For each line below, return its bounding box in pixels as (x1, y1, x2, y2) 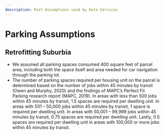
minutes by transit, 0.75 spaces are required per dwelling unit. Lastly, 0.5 (12, 114, 160, 120)
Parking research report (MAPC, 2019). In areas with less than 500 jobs (12, 92, 157, 99)
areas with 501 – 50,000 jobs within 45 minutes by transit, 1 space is (12, 103, 150, 109)
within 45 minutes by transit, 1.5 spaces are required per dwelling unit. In (12, 98, 160, 104)
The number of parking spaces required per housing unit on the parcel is (12, 77, 160, 83)
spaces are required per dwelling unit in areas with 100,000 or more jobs (12, 119, 160, 125)
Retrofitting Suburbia (5, 48, 71, 57)
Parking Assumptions (5, 28, 96, 40)
